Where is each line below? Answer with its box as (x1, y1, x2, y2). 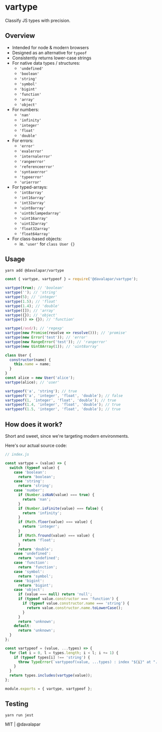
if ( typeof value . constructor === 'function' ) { (18, 596, 119, 602)
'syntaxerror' (19, 169, 48, 174)
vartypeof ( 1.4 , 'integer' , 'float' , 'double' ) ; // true (5, 402, 121, 407)
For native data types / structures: (12, 60, 80, 66)
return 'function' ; (18, 565, 57, 570)
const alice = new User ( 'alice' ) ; (5, 375, 75, 380)
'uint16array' (19, 216, 48, 221)
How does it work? (5, 420, 63, 428)
